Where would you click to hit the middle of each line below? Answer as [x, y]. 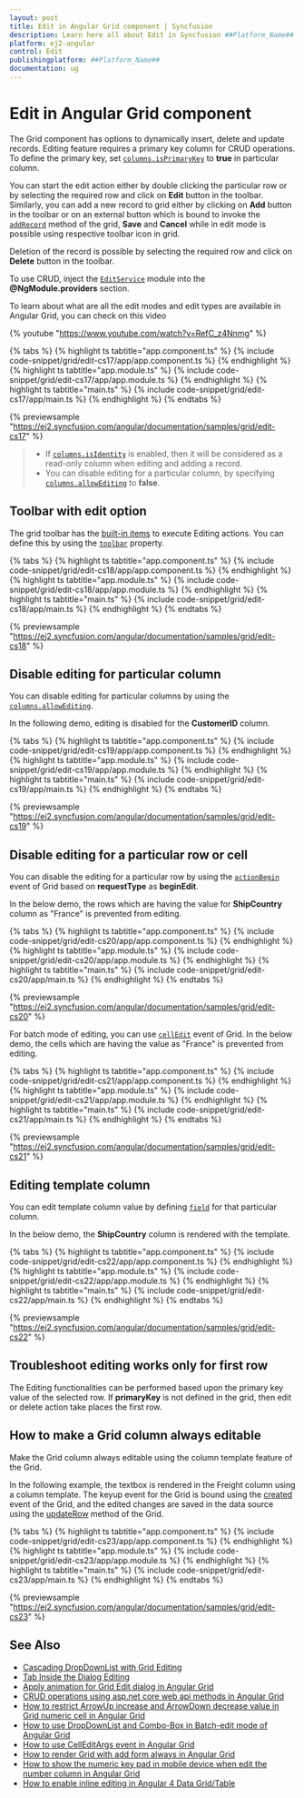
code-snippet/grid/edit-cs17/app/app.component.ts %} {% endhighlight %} [150, 360]
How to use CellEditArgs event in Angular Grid [108, 1744]
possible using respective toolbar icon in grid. [95, 234]
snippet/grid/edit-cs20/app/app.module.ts [88, 960]
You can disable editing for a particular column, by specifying [160, 473]
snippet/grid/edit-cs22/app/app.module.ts [88, 1281]
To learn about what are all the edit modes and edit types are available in [145, 306]
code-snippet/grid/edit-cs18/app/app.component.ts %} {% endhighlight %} [151, 570]
